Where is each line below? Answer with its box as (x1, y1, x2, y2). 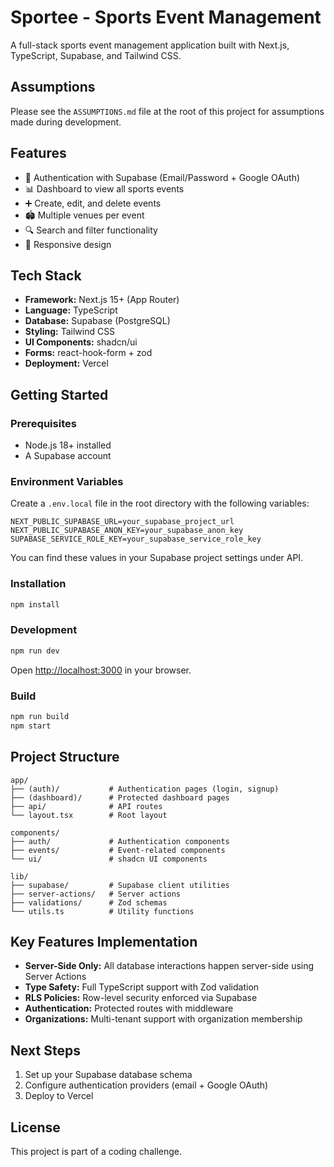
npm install (10, 599, 60, 610)
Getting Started (10, 386, 109, 403)
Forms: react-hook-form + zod (24, 347, 153, 359)
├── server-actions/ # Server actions (10, 889, 182, 899)
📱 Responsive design (24, 238, 112, 250)
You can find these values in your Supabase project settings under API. (10, 552, 304, 564)
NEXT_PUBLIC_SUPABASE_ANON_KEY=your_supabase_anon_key (10, 526, 244, 536)
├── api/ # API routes (10, 801, 163, 811)
